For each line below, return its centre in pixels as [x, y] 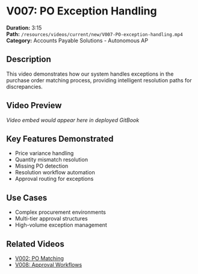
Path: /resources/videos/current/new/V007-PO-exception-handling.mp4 [95, 34]
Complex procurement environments [60, 212]
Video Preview [34, 105]
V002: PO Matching [39, 258]
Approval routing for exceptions [54, 179]
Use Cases [27, 197]
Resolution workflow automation [55, 172]
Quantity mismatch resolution [51, 160]
